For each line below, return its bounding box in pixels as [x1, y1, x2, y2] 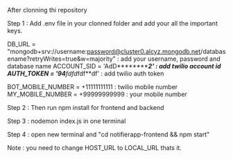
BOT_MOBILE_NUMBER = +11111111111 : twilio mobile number [7, 83, 178, 91]
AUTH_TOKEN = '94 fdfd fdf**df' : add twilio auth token [7, 69, 164, 77]
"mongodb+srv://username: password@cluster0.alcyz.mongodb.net [7, 48, 201, 55]
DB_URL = [7, 40, 36, 48]
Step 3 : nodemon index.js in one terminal [7, 117, 126, 125]
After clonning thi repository [7, 6, 88, 14]
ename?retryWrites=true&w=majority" [7, 55, 116, 63]
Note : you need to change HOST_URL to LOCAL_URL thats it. [7, 144, 182, 151]
